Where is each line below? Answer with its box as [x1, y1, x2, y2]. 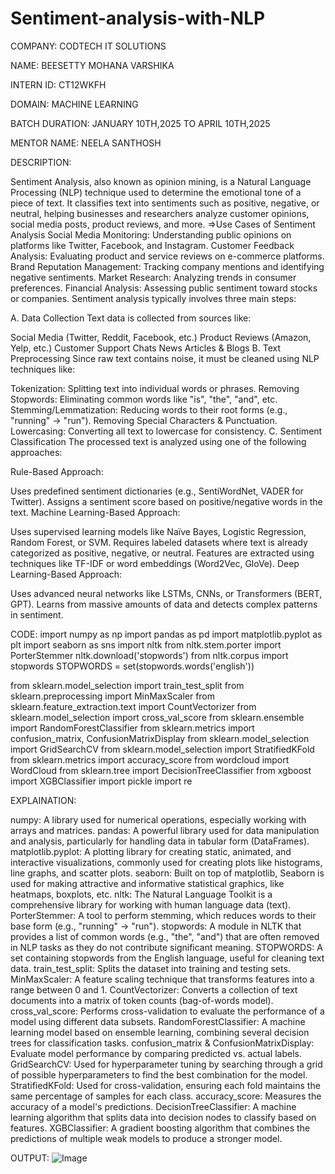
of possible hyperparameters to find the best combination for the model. [10, 1068, 308, 1081]
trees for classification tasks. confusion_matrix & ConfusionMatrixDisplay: [10, 1037, 315, 1049]
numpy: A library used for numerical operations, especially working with [10, 813, 307, 826]
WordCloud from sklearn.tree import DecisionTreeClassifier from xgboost [10, 764, 312, 776]
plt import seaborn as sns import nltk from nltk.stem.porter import [10, 638, 282, 651]
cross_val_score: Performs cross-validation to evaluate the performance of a [10, 1005, 325, 1017]
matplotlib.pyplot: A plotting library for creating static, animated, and [10, 845, 292, 857]
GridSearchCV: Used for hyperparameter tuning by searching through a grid [10, 1058, 323, 1070]
